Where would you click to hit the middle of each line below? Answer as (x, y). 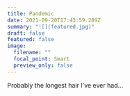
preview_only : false (43, 65)
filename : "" (32, 53)
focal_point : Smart (42, 59)
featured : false (31, 40)
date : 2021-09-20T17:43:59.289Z (54, 20)
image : (17, 46)
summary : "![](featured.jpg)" (51, 26)
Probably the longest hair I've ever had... (65, 85)
